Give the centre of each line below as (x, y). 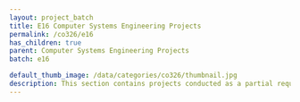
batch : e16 (29, 59)
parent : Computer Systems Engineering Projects (100, 51)
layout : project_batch (51, 17)
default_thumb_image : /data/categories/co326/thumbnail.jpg (124, 76)
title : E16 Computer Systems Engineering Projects (105, 26)
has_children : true (46, 42)
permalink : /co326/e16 (51, 34)
